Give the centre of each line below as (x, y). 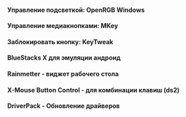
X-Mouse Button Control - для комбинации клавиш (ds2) (94, 90)
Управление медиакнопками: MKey (63, 26)
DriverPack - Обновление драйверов (64, 106)
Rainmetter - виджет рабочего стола (63, 74)
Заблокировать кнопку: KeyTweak (60, 41)
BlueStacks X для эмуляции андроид (64, 58)
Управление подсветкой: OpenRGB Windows (76, 10)
